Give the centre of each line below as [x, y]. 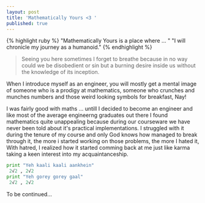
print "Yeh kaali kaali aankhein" [50, 166]
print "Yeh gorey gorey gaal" [45, 177]
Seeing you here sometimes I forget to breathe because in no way [104, 59]
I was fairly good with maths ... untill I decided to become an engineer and [99, 109]
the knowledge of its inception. [60, 72]
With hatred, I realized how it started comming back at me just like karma [98, 148]
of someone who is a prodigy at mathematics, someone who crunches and [100, 90]
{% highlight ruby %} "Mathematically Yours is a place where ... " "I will [96, 41]
